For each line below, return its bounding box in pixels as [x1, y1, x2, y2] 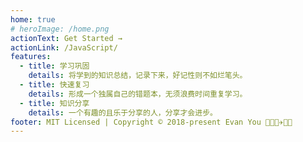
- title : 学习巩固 [19, 61, 90, 71]
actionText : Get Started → [10, 33, 123, 43]
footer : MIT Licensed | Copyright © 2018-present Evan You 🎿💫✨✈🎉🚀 [10, 117, 293, 127]
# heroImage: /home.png [10, 24, 110, 34]
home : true [10, 14, 56, 25]
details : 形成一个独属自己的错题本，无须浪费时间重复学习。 [28, 89, 248, 99]
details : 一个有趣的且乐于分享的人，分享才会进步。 [28, 107, 218, 118]
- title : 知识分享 [19, 98, 90, 108]
